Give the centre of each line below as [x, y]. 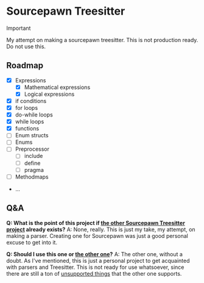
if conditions [31, 101]
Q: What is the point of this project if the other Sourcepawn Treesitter [96, 223]
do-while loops [34, 115]
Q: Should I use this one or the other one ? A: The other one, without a [94, 254]
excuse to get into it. [32, 242]
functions [27, 129]
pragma [34, 170]
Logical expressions [49, 94]
